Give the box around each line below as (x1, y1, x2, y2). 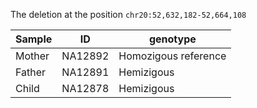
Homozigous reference (118, 49, 227, 63)
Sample (15, 32, 53, 46)
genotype (148, 32, 197, 46)
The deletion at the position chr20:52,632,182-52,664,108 (10, 9, 247, 20)
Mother (15, 49, 50, 63)
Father (15, 65, 47, 79)
